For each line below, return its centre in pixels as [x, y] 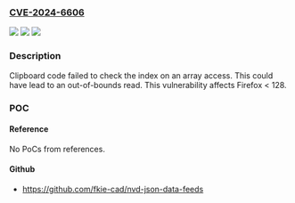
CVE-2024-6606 [47, 12]
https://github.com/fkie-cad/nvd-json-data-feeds [113, 189]
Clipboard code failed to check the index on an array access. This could [141, 75]
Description [35, 56]
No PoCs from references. [57, 149]
